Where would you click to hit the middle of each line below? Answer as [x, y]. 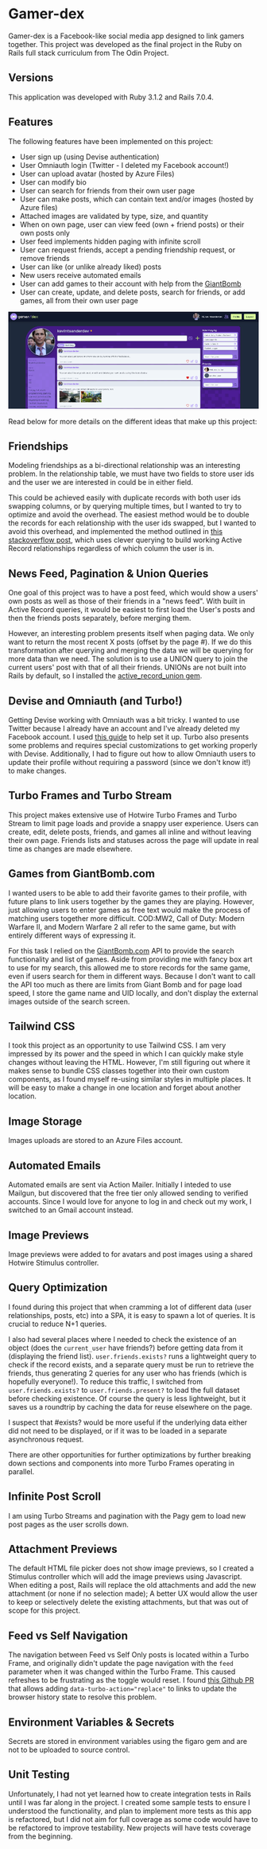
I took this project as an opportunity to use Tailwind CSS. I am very [117, 1045]
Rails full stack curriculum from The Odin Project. [89, 53]
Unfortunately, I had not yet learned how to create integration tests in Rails [130, 1794]
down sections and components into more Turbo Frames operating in [121, 1463]
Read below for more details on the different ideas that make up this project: [133, 421]
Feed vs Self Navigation [68, 1635]
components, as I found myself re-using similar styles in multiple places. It [130, 1079]
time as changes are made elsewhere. [70, 848]
